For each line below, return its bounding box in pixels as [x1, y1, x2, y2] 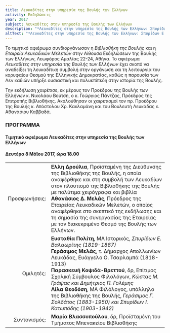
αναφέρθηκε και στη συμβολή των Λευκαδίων [51, 176, 162, 183]
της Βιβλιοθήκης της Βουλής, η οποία [51, 170, 142, 177]
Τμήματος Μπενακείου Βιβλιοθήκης [51, 319, 138, 326]
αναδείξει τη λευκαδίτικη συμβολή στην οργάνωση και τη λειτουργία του [5, 66, 160, 73]
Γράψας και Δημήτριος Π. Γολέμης [51, 279, 134, 286]
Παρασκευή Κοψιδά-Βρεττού [51, 267, 125, 274]
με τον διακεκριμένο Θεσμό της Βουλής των [51, 220, 157, 227]
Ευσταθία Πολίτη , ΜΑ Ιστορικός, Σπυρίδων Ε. [51, 235, 162, 242]
